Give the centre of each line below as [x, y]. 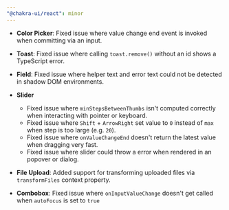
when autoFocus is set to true [58, 200]
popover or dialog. [53, 159]
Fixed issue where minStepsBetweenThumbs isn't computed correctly [121, 108]
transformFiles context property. [63, 180]
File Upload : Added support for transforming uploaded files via [106, 172]
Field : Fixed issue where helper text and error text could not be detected [119, 74]
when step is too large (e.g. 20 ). [71, 130]
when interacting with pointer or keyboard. [87, 115]
